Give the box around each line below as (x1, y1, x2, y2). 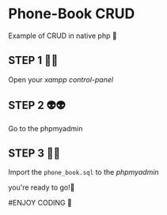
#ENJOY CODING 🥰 (8, 198, 73, 208)
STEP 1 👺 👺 (8, 54, 59, 67)
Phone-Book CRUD (8, 5, 135, 23)
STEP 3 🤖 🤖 (8, 146, 61, 160)
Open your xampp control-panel (8, 74, 113, 84)
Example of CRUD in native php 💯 (8, 31, 117, 40)
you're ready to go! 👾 (8, 183, 75, 192)
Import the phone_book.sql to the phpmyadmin (8, 168, 160, 177)
